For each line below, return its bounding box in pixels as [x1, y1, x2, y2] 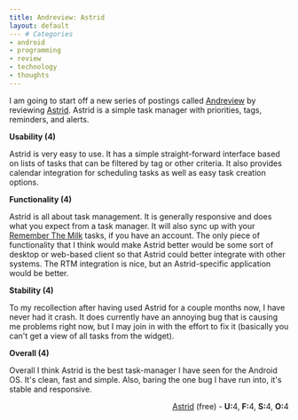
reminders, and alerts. [9, 114, 90, 124]
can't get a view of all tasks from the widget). [9, 330, 175, 341]
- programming [9, 46, 62, 55]
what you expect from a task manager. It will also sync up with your [9, 220, 255, 231]
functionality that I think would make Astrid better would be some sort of [9, 239, 274, 250]
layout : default [9, 21, 69, 30]
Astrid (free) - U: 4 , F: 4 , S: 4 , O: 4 [172, 400, 289, 411]
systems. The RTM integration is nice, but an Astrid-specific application [9, 258, 271, 269]
